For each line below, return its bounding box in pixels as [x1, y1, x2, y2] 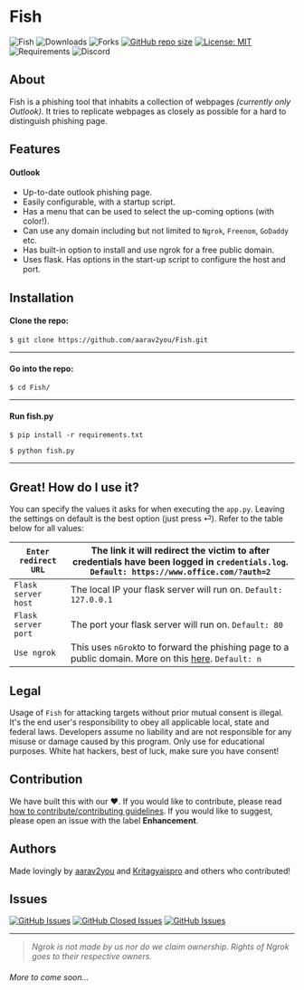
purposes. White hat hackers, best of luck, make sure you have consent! [9, 745, 279, 757]
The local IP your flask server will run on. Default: [71, 584, 283, 596]
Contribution [9, 772, 83, 787]
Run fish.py [9, 410, 54, 422]
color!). [22, 215, 50, 227]
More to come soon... [9, 972, 90, 983]
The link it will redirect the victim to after [90, 545, 271, 557]
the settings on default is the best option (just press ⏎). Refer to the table [9, 513, 283, 524]
